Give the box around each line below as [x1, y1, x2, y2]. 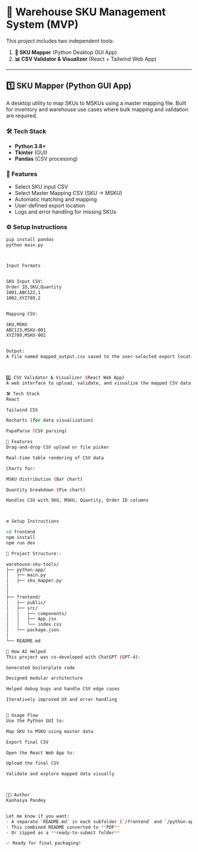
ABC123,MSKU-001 [6, 327, 46, 333]
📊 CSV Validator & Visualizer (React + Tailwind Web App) [14, 55, 157, 62]
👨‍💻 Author [6, 792, 31, 798]
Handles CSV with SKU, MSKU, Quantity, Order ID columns [6, 497, 149, 503]
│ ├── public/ [6, 599, 46, 606]
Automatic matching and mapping [14, 196, 97, 203]
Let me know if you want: [6, 813, 70, 819]
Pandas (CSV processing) [14, 156, 78, 163]
